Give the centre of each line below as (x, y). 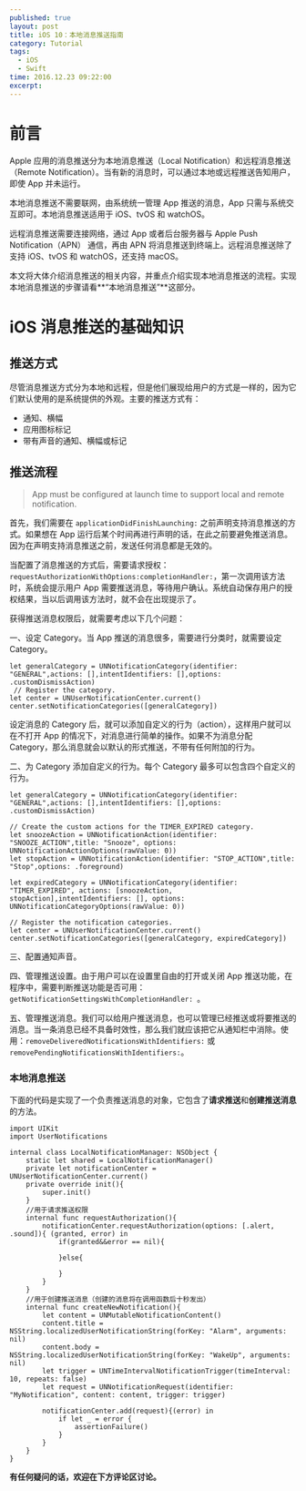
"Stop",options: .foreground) (67, 867)
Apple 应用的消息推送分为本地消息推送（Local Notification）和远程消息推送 (150, 160)
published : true (40, 18)
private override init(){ (75, 1184)
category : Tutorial (46, 43)
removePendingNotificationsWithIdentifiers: (95, 1053)
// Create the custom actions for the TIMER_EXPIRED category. (132, 827)
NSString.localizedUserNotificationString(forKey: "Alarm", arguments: (148, 1331)
